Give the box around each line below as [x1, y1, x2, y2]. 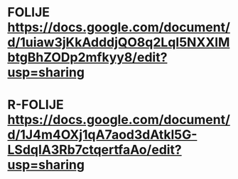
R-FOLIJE [7, 97, 64, 113]
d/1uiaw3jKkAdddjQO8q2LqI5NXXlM [7, 35, 230, 50]
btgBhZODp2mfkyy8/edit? [7, 50, 168, 66]
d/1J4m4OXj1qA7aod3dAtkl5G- [7, 127, 198, 143]
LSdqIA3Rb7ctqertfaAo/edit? [7, 142, 183, 158]
